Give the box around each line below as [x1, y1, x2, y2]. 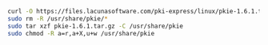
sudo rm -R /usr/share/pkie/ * [7, 14, 109, 23]
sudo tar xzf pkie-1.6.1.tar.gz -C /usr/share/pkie [7, 22, 183, 30]
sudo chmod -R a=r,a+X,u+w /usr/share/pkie [7, 29, 155, 37]
